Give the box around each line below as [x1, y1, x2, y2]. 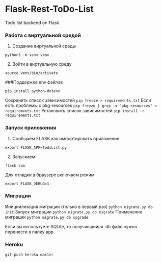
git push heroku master [5, 252, 54, 257]
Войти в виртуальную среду [12, 61, 72, 67]
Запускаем [12, 154, 36, 159]
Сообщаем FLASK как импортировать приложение [12, 135, 120, 141]
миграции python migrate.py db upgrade [5, 214, 89, 220]
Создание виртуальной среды [12, 43, 76, 49]
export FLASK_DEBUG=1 [5, 181, 50, 186]
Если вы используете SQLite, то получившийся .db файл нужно [5, 223, 137, 229]
